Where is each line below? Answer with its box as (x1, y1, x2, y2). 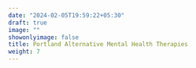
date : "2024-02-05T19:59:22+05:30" (8, 11, 125, 20)
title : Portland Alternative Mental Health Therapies (8, 41, 189, 48)
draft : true (8, 19, 47, 27)
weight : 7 (8, 48, 41, 55)
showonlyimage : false (8, 33, 80, 41)
